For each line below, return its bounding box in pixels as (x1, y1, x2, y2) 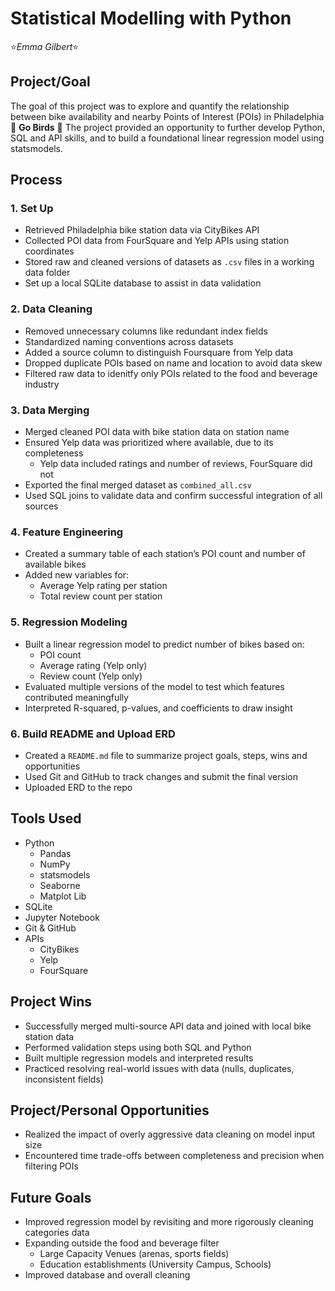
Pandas (39, 847, 72, 859)
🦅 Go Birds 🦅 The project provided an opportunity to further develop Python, (10, 121, 326, 133)
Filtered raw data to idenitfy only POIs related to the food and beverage (24, 367, 318, 379)
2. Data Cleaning (10, 302, 93, 316)
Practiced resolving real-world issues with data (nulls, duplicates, (24, 1062, 295, 1074)
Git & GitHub (24, 922, 77, 934)
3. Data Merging (10, 403, 90, 417)
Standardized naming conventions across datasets (24, 335, 234, 347)
